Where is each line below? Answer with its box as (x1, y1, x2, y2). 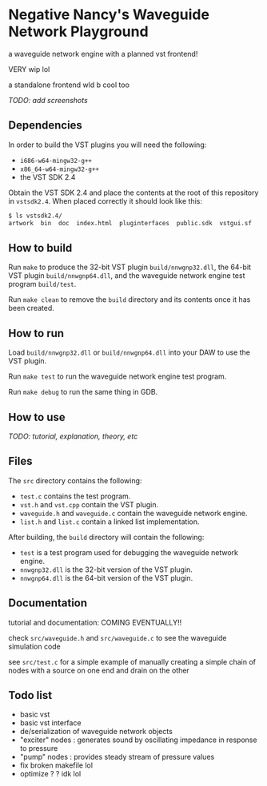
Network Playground (8, 22, 149, 41)
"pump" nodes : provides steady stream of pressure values (19, 752, 215, 762)
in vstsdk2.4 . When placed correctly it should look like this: (8, 196, 202, 205)
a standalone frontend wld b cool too (8, 80, 130, 89)
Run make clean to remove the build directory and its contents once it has (8, 295, 251, 304)
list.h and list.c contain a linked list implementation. (19, 517, 200, 526)
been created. (8, 304, 54, 313)
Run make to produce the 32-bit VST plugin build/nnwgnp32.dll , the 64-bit (8, 262, 252, 272)
